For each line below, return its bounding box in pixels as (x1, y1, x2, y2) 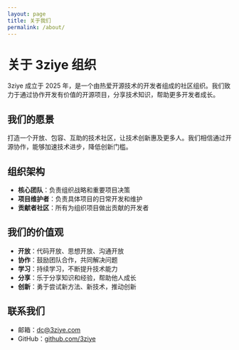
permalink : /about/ (7, 24, 65, 31)
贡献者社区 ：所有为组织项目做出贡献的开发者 (17, 203, 149, 212)
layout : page (7, 10, 46, 18)
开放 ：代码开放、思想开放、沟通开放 (17, 247, 124, 255)
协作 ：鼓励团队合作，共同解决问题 (17, 255, 118, 264)
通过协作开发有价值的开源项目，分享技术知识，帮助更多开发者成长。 (19, 91, 219, 99)
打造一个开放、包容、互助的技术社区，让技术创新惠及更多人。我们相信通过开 (7, 133, 232, 143)
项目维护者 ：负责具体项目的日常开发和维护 (17, 194, 143, 203)
